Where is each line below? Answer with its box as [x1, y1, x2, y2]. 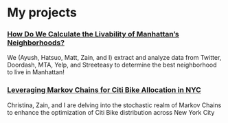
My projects [7, 5, 77, 21]
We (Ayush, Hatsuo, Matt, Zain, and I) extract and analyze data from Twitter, [7, 54, 222, 62]
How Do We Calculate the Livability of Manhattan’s [7, 30, 180, 39]
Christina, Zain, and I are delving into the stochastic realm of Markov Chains [7, 101, 222, 109]
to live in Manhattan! [7, 68, 65, 76]
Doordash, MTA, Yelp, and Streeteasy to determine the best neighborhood [7, 60, 218, 69]
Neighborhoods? [7, 38, 65, 47]
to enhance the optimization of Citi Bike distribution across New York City [7, 108, 215, 116]
